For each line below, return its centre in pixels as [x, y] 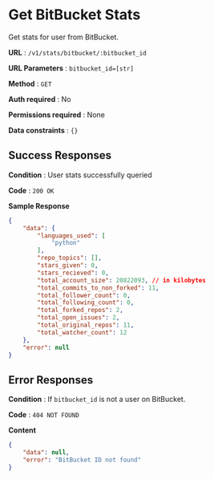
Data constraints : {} [43, 130]
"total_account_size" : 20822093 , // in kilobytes [121, 280]
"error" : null [46, 347]
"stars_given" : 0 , [68, 266]
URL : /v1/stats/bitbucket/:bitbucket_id [77, 52]
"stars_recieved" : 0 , [73, 273]
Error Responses [51, 380]
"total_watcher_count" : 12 [82, 332]
